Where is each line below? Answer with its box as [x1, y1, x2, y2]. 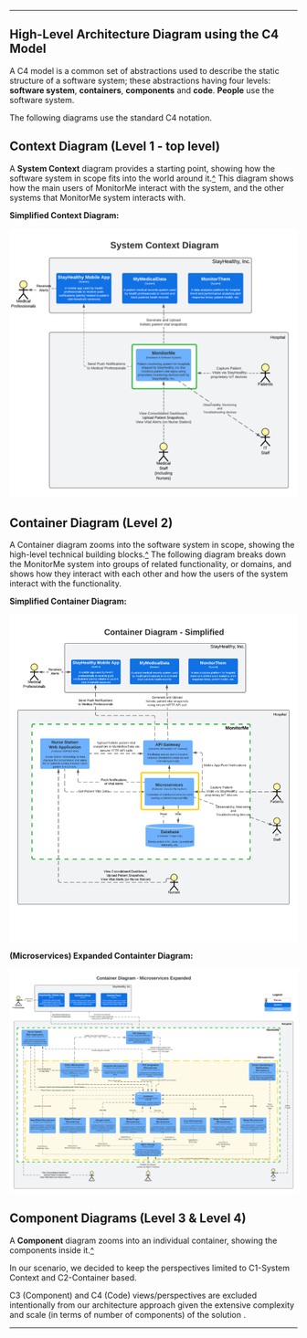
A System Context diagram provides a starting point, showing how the [9, 163, 276, 174]
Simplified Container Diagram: [9, 595, 127, 606]
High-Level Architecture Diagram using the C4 [9, 26, 280, 42]
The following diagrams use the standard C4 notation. [9, 111, 213, 123]
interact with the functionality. [9, 577, 122, 589]
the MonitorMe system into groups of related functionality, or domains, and [9, 558, 292, 569]
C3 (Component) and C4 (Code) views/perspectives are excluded [9, 1290, 258, 1301]
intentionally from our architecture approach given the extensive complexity [9, 1299, 295, 1311]
